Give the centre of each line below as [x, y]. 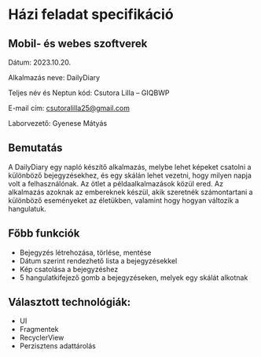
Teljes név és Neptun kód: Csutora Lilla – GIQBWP [89, 93]
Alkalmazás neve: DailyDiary [54, 77]
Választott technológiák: [70, 302]
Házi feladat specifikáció [91, 15]
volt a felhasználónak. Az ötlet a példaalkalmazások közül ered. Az [116, 183]
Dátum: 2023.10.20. [40, 62]
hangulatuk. [28, 208]
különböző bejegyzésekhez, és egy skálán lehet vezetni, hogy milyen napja [130, 175]
